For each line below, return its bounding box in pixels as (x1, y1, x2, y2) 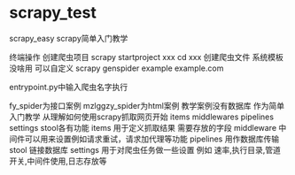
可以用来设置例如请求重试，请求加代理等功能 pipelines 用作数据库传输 (24, 133, 280, 144)
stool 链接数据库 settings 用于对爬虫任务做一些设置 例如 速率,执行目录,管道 (9, 144, 282, 155)
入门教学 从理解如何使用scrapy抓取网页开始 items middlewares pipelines (9, 111, 275, 122)
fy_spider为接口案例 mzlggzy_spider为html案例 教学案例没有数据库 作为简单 (9, 100, 285, 110)
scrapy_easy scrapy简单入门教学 (9, 33, 128, 43)
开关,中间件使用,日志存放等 (9, 156, 108, 166)
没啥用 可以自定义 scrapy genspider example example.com (9, 63, 224, 73)
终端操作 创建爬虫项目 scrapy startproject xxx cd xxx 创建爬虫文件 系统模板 (9, 51, 283, 62)
